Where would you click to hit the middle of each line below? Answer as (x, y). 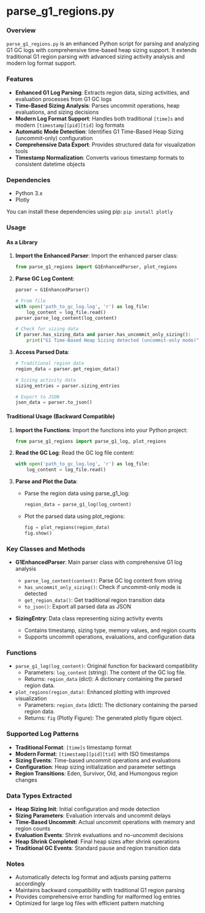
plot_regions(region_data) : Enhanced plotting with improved (92, 692)
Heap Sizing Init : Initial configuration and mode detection (88, 809)
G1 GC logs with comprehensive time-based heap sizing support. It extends (102, 50)
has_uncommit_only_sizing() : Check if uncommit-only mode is (103, 587)
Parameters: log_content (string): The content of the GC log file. (105, 672)
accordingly (30, 884)
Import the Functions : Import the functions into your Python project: (101, 430)
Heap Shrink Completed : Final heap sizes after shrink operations (97, 841)
